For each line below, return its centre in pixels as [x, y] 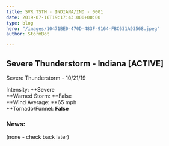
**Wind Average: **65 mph [41, 102]
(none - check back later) [38, 137]
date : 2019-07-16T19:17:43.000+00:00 [54, 17]
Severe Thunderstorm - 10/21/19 [46, 78]
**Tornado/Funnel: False [38, 108]
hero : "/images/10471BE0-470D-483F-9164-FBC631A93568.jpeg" [83, 28]
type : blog [20, 23]
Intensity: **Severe [31, 89]
